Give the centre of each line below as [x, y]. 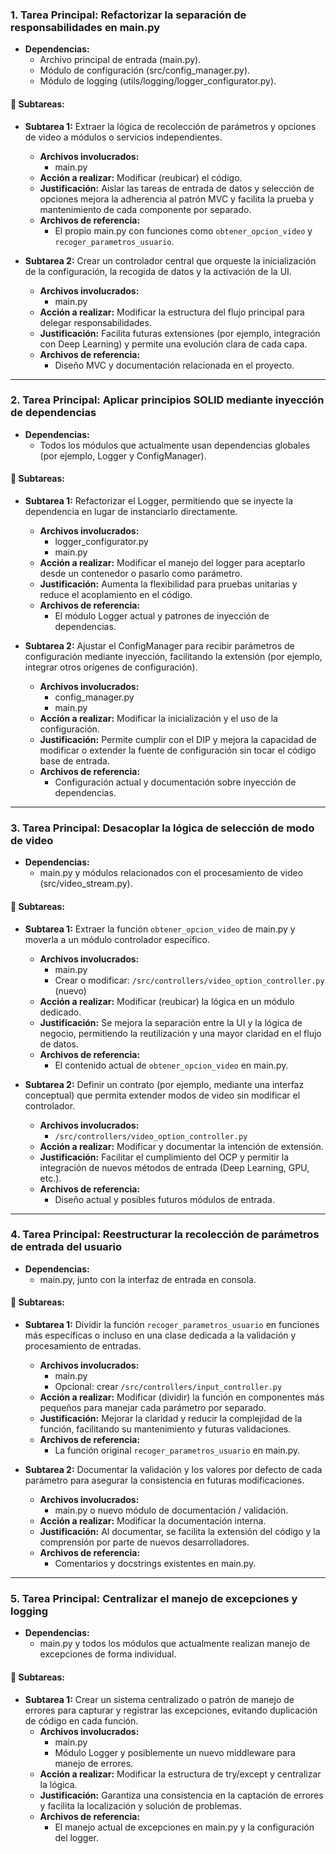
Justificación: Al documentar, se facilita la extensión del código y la [180, 1531]
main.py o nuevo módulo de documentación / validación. [171, 1510]
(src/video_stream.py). [86, 884]
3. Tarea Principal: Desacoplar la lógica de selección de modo [162, 828]
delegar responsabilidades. [95, 322]
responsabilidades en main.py [85, 27]
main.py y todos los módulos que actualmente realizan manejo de [175, 1644]
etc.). [50, 1178]
